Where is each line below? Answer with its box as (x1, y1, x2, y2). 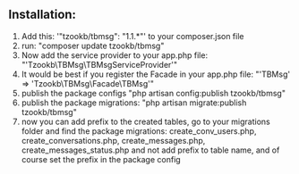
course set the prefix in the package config (21, 153, 181, 164)
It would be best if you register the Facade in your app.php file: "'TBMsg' (21, 69, 291, 79)
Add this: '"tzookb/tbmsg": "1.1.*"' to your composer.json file (21, 30, 244, 41)
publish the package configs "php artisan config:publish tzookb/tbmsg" (21, 87, 286, 98)
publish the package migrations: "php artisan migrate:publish (21, 97, 247, 108)
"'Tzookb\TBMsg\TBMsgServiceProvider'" (21, 59, 178, 70)
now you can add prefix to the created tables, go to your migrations (21, 116, 270, 127)
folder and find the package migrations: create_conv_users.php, (21, 125, 257, 137)
